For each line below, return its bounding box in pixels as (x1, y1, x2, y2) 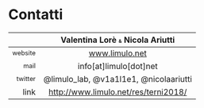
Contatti (8, 6, 64, 24)
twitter (16, 75, 36, 83)
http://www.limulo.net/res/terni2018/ (48, 86, 187, 97)
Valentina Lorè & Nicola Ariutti (60, 34, 175, 45)
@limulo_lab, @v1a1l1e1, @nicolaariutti (43, 73, 193, 84)
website (12, 49, 36, 57)
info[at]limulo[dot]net (78, 60, 158, 71)
